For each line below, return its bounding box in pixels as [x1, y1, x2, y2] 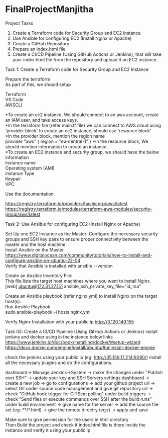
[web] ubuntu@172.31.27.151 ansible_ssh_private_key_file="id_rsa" [5, 283, 141, 289]
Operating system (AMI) [5, 165, 55, 171]
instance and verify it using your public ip [5, 427, 91, 433]
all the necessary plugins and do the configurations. [5, 360, 113, 366]
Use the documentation [5, 191, 54, 197]
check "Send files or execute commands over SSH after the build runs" [5, 396, 152, 402]
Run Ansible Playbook [5, 303, 51, 310]
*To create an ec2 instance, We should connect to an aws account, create [5, 112, 159, 118]
